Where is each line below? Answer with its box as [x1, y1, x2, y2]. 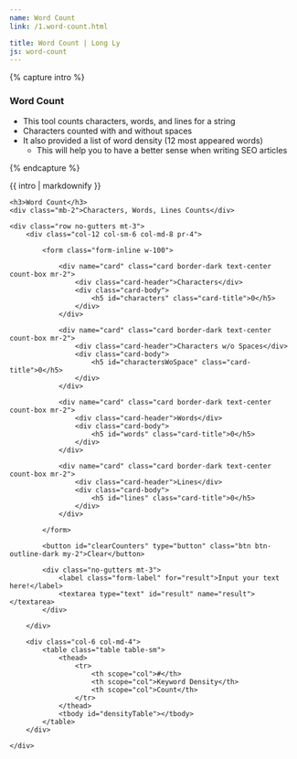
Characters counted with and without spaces [22, 125, 193, 136]
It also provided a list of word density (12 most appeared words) [22, 134, 263, 146]
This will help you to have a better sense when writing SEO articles [36, 144, 288, 155]
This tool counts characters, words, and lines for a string [22, 115, 236, 126]
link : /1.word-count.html [9, 22, 108, 31]
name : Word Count [9, 13, 76, 23]
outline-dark [9, 549, 59, 558]
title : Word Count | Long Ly [9, 38, 121, 47]
